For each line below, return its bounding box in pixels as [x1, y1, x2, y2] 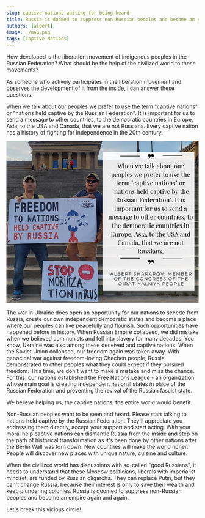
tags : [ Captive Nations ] [6, 35, 70, 42]
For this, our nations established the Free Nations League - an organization [6, 374, 195, 381]
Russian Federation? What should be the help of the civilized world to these [6, 60, 196, 67]
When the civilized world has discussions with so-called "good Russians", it [6, 461, 196, 468]
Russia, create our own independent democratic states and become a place [6, 315, 196, 322]
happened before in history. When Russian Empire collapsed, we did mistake [6, 328, 199, 336]
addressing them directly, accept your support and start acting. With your [6, 423, 191, 431]
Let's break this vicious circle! [6, 505, 81, 513]
